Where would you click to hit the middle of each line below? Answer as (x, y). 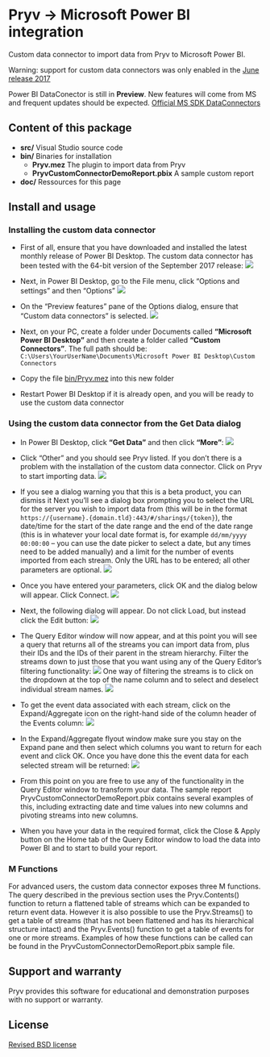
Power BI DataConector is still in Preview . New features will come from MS (133, 94)
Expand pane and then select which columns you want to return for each (141, 747)
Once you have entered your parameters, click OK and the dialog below (139, 585)
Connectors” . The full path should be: (83, 349)
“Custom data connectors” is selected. (84, 316)
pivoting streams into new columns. (79, 815)
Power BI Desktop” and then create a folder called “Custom (120, 340)
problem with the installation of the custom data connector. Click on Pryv (141, 466)
